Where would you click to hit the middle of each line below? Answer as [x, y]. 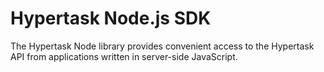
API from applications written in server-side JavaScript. [124, 56]
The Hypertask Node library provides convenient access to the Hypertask [162, 46]
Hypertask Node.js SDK [111, 18]
